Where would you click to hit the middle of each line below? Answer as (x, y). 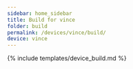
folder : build (28, 26)
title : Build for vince (41, 20)
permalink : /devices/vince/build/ (57, 32)
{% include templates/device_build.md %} (67, 58)
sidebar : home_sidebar (40, 13)
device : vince (28, 39)
